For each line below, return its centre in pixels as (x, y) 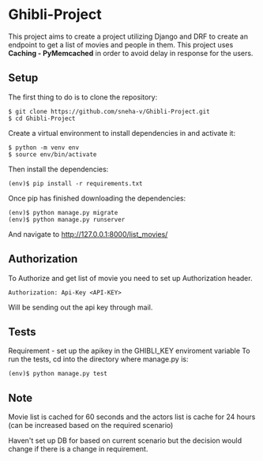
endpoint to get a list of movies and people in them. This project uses (121, 44)
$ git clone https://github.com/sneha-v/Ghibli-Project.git (109, 111)
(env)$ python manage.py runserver (67, 219)
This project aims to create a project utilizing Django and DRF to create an (128, 36)
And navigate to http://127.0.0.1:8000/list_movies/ (88, 234)
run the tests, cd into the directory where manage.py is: (98, 359)
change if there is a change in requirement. (78, 449)
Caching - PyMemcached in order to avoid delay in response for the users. (131, 53)
